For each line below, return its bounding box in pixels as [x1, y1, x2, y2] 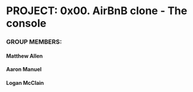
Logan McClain [6, 79, 44, 86]
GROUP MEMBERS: [6, 38, 62, 46]
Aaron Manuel [6, 66, 42, 73]
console [6, 17, 47, 30]
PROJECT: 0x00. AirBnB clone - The [6, 4, 188, 18]
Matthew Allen [6, 52, 43, 60]
